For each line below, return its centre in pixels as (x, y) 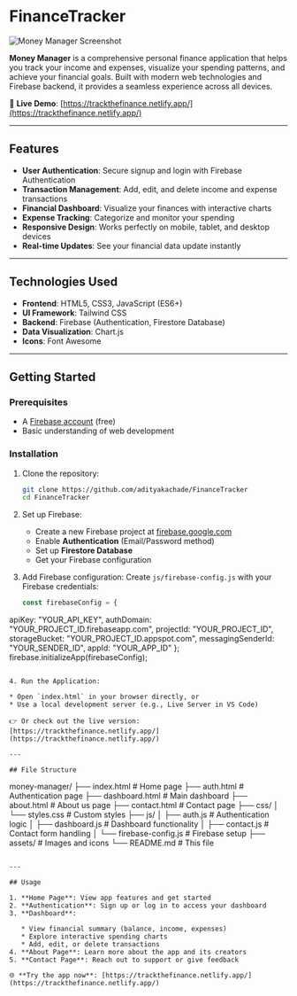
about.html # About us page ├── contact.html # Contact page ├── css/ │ (144, 805)
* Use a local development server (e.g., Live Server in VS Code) (134, 705)
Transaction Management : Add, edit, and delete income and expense (149, 189)
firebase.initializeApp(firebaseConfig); (78, 658)
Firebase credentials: (60, 587)
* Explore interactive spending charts (94, 937)
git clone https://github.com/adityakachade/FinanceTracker (135, 489)
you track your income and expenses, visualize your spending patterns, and (147, 67)
